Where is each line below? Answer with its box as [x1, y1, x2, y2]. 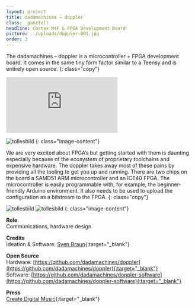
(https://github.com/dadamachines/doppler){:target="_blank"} [6, 265, 158, 272]
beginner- [156, 181, 182, 188]
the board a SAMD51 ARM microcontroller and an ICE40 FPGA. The [6, 175, 170, 181]
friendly [6, 187, 25, 194]
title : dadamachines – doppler [6, 14, 84, 20]
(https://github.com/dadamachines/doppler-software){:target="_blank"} [6, 278, 182, 284]
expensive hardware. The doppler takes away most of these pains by [6, 162, 175, 169]
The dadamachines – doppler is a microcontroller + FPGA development [6, 53, 180, 59]
